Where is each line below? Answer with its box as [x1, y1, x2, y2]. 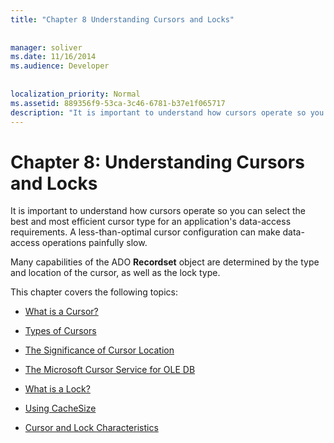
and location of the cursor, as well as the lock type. [10, 267, 221, 279]
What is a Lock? [24, 383, 91, 395]
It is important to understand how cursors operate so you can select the [10, 205, 306, 217]
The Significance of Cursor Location [24, 344, 175, 356]
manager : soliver [10, 42, 83, 53]
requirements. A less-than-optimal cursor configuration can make [10, 226, 281, 238]
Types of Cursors [24, 325, 97, 337]
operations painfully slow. [41, 237, 148, 249]
